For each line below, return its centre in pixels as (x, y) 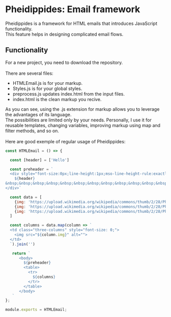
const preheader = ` (32, 169)
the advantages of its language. (38, 114)
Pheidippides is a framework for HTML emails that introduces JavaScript (81, 23)
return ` (21, 253)
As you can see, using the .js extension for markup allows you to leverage (82, 109)
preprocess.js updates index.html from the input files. (69, 94)
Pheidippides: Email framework (73, 9)
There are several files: (29, 73)
